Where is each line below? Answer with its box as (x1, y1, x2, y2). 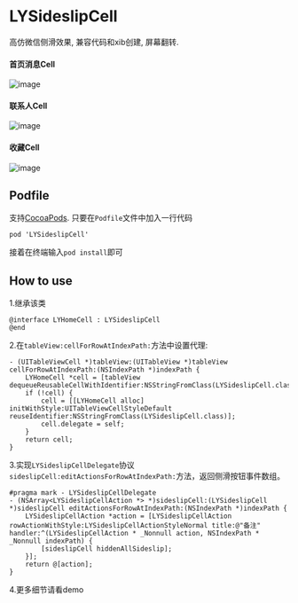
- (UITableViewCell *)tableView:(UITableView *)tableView (9, 357, 228, 367)
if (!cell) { (25, 388, 74, 398)
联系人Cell (9, 100, 48, 111)
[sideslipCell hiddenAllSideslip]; (41, 544, 173, 553)
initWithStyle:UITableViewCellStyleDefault (9, 404, 173, 413)
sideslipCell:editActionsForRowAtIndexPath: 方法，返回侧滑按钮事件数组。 (9, 471, 286, 482)
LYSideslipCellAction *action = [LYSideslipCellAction (25, 512, 232, 521)
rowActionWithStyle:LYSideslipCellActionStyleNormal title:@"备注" (9, 521, 262, 530)
